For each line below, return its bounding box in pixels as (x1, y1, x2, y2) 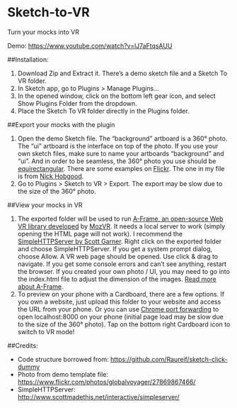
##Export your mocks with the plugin (7, 120, 115, 128)
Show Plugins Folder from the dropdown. (17, 99, 138, 107)
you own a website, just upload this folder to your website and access (17, 297, 221, 306)
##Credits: (7, 341, 38, 350)
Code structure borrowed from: (17, 355, 110, 363)
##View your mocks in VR (7, 200, 83, 209)
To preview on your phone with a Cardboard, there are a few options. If (17, 290, 225, 298)
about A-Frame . (17, 282, 64, 291)
